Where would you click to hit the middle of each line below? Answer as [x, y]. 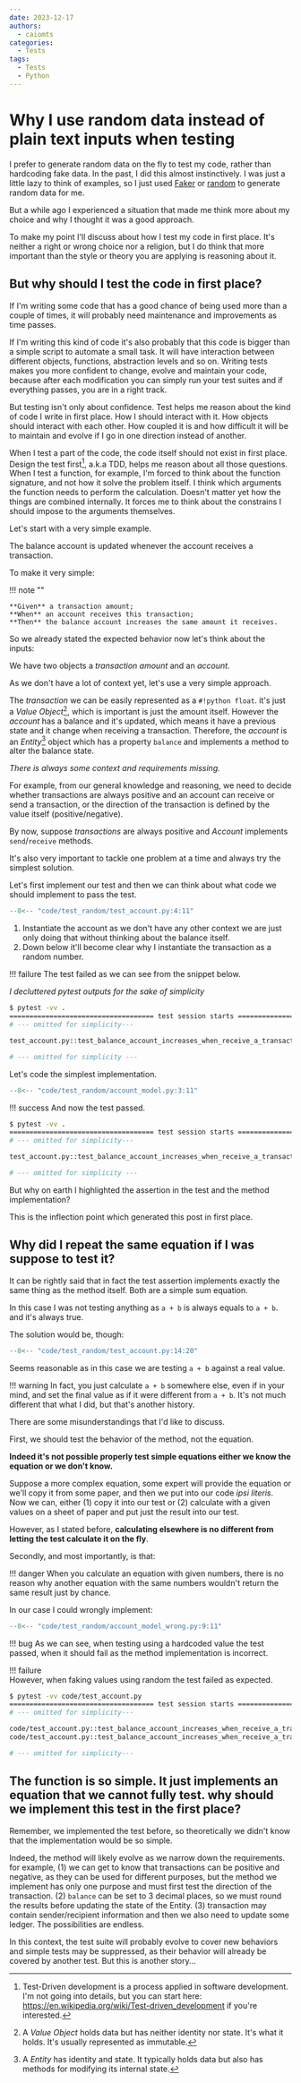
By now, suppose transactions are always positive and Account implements [149, 831]
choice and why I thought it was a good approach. [102, 219]
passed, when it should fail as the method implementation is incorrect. [139, 1652]
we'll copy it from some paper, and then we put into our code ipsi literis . [142, 1493]
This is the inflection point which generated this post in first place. [131, 1217]
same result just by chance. [60, 1592]
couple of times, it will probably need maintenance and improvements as [143, 315]
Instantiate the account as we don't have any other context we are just [152, 929]
